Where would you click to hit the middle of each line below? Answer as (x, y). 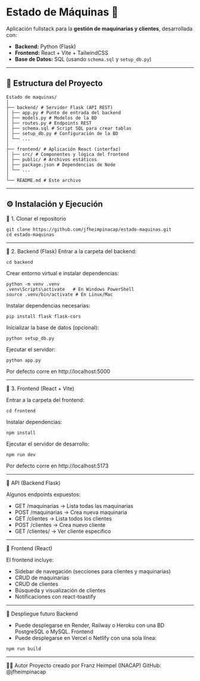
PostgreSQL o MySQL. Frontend (54, 631)
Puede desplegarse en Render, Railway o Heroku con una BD (90, 625)
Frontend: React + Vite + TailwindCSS (61, 52)
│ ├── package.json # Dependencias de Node (61, 165)
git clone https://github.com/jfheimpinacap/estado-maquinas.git (89, 229)
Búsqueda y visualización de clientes (60, 590)
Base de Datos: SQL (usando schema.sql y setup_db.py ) (83, 59)
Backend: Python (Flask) (45, 46)
